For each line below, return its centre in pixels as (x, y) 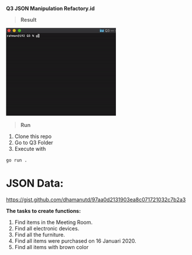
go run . (17, 160)
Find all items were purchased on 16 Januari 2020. (75, 241)
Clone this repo (33, 136)
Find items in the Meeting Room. (54, 222)
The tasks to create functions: (43, 211)
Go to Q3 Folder (34, 142)
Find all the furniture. (40, 235)
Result (28, 20)
